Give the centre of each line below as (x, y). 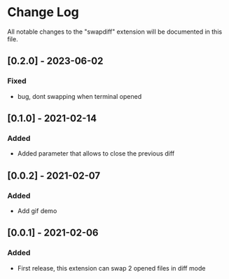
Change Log (43, 12)
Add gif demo (37, 211)
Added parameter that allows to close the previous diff (96, 154)
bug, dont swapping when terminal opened (79, 96)
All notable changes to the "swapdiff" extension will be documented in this (115, 32)
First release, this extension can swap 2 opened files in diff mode (111, 268)
